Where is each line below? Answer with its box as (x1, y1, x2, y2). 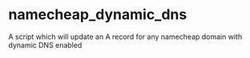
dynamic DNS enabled (8, 40, 83, 49)
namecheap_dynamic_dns (8, 6, 187, 24)
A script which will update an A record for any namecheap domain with (8, 32, 243, 41)
